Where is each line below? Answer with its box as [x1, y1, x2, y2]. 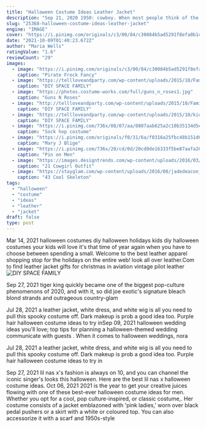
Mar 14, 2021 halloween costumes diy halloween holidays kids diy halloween [6, 237, 199, 244]
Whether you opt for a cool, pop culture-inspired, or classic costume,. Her [6, 395, 193, 402]
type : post [6, 220, 34, 226]
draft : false [6, 214, 40, 221]
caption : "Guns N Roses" [17, 94, 81, 101]
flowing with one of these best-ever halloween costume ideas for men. [6, 389, 185, 396]
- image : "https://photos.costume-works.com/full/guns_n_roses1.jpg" [12, 89, 193, 95]
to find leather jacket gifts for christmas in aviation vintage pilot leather [6, 263, 185, 270]
